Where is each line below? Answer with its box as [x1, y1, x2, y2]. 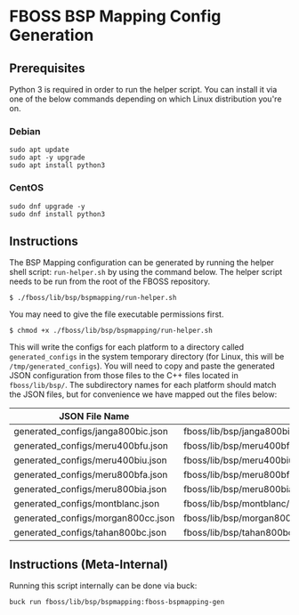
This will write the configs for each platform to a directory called [9, 342, 245, 352]
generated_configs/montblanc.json [13, 498, 160, 510]
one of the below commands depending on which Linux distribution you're [9, 93, 282, 104]
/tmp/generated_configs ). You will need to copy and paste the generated [9, 360, 276, 371]
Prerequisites [9, 61, 85, 76]
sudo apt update [9, 145, 69, 155]
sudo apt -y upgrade [9, 153, 86, 162]
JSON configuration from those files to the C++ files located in [9, 370, 238, 381]
